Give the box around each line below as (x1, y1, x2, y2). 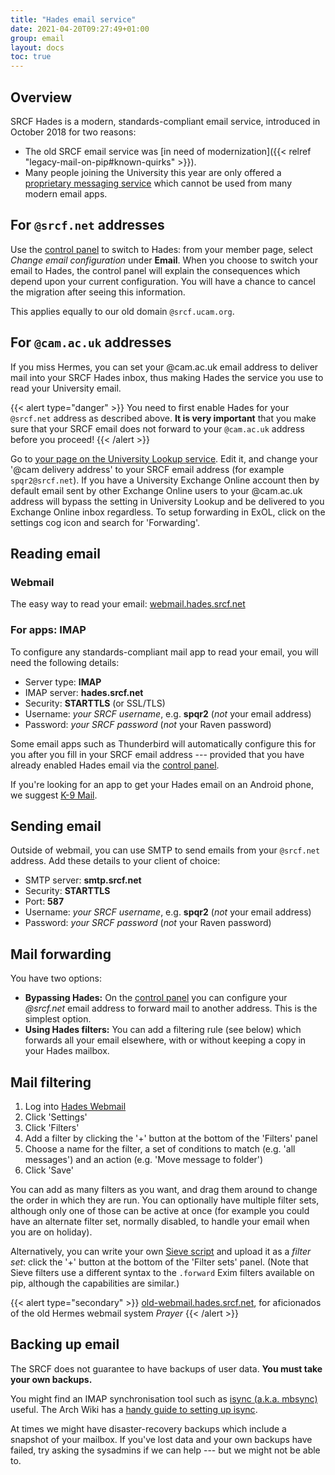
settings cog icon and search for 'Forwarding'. (10, 516, 200, 528)
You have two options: (10, 972, 103, 985)
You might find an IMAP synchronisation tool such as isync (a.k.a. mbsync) (10, 1392, 318, 1405)
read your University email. (10, 382, 122, 394)
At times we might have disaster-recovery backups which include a (10, 1422, 287, 1435)
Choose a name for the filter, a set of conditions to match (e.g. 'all (24, 1142, 296, 1155)
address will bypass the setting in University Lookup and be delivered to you (10, 495, 325, 507)
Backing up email (10, 1336, 120, 1353)
